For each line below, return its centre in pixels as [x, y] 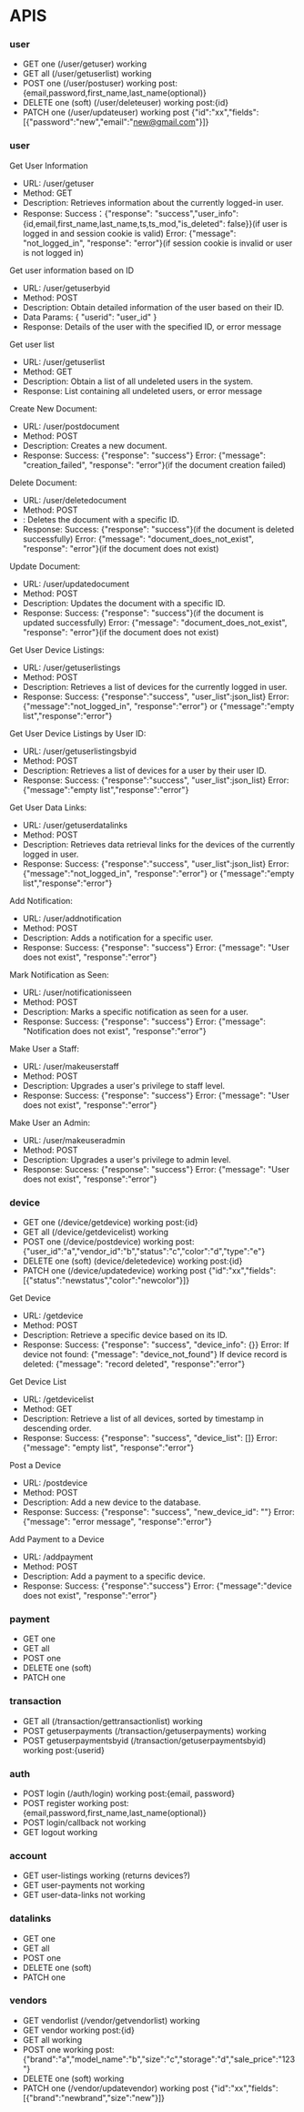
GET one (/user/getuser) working [85, 64]
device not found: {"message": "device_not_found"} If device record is [155, 1355]
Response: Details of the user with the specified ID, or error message [152, 326]
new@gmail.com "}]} [171, 122]
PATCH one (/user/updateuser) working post [106, 112]
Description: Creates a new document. [95, 445]
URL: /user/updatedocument [76, 584]
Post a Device [35, 1466]
